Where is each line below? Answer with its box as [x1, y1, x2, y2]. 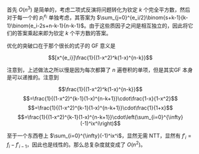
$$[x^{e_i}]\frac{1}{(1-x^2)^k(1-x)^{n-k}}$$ [48, 54, 153, 61]
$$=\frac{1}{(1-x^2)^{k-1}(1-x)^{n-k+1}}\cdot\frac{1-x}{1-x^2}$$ [23, 95, 178, 102]
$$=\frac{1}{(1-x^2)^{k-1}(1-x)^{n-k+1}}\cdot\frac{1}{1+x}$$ [27, 104, 173, 112]
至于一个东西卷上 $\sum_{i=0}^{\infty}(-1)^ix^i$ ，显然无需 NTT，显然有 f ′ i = [7, 132, 192, 140]
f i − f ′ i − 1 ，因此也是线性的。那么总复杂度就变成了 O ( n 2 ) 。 [7, 140, 146, 149]
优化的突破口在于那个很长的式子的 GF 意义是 [7, 42, 116, 49]
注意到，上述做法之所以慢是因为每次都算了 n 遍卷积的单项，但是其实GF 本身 [7, 67, 193, 74]
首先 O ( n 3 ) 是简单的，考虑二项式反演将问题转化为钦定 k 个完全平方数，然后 [7, 5, 191, 13]
